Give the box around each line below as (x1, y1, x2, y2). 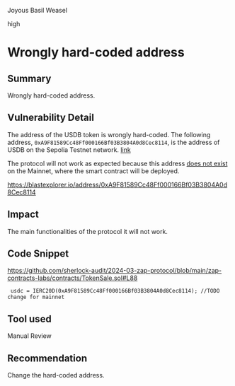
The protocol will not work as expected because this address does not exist (7, 159, 228, 168)
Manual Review (7, 332, 52, 340)
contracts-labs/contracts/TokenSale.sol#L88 (7, 274, 138, 282)
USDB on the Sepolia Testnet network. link (7, 145, 131, 154)
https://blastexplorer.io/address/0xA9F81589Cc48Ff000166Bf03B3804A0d (7, 180, 228, 189)
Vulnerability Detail (7, 112, 94, 124)
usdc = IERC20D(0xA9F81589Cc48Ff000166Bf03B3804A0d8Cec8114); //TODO (10, 288, 220, 295)
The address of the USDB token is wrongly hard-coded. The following (7, 130, 211, 139)
